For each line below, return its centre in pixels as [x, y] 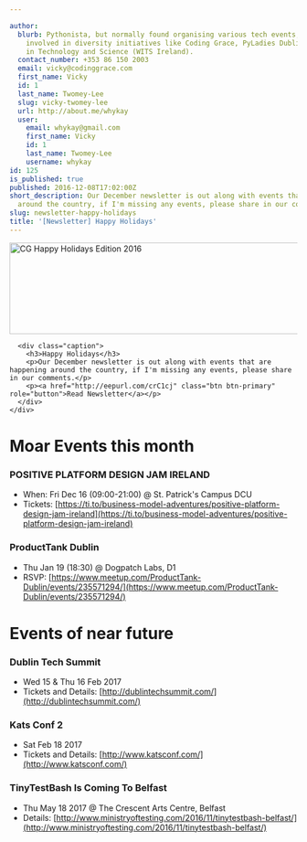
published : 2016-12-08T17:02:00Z [73, 187]
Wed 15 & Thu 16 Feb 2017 [72, 682]
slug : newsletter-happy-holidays [73, 213]
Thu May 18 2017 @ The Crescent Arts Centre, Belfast [124, 808]
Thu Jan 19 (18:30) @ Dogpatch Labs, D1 [99, 567]
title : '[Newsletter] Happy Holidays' [83, 221]
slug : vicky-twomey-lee [63, 102]
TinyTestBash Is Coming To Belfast [88, 788]
